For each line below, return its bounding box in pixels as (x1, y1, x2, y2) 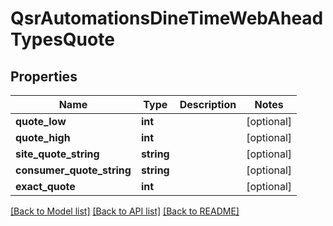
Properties (10, 68, 78, 85)
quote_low (15, 115, 67, 128)
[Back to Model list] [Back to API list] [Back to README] (10, 205, 240, 217)
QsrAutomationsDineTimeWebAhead (10, 7, 324, 30)
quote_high (15, 131, 71, 144)
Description (179, 98, 237, 111)
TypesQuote (10, 28, 115, 51)
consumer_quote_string (15, 163, 132, 177)
